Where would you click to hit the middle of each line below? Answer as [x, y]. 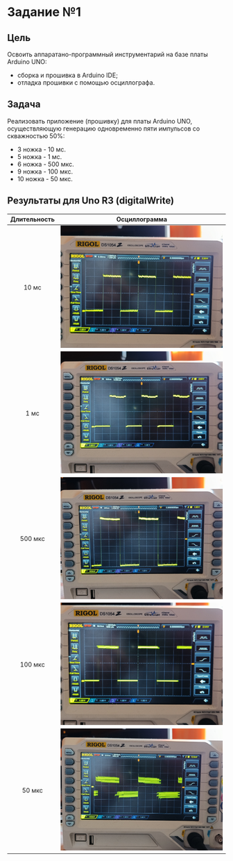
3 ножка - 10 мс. [42, 149]
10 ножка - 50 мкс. [45, 178]
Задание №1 [44, 12]
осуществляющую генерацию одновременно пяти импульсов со [104, 128]
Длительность [33, 219]
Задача [24, 105]
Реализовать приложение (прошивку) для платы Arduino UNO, [100, 121]
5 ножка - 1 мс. [40, 156]
